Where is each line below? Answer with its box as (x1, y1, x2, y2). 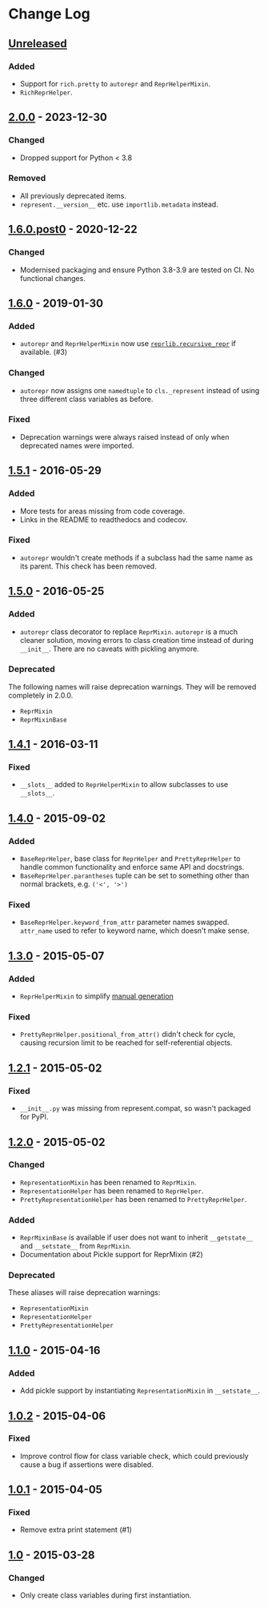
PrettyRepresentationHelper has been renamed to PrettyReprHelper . (19, 1194, 247, 1204)
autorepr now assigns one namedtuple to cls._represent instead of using (19, 385, 260, 395)
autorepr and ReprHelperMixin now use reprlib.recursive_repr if (19, 339, 236, 348)
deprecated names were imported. (19, 440, 134, 450)
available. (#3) (19, 348, 68, 357)
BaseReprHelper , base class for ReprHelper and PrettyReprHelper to (19, 854, 241, 863)
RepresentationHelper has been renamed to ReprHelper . (19, 1186, 204, 1196)
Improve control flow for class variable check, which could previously (19, 1451, 250, 1461)
